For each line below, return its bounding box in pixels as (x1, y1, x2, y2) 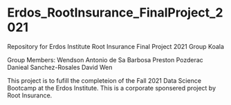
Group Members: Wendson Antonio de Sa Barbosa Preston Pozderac (7, 55, 204, 64)
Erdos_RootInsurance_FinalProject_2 (7, 5, 223, 21)
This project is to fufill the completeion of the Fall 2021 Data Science (7, 76, 202, 84)
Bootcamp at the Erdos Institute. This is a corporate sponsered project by (7, 84, 216, 92)
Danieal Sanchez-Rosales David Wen (7, 63, 113, 71)
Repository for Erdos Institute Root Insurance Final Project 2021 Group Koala (7, 42, 225, 50)
